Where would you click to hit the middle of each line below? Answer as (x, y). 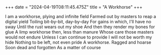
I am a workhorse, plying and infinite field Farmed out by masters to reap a (81, 16)
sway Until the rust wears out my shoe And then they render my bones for (80, 27)
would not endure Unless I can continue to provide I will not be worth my (79, 37)
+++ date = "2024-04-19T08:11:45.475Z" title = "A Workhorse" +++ (74, 7)
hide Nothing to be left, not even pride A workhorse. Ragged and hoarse (78, 42)
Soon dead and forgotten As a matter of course (53, 47)
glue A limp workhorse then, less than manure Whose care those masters (80, 32)
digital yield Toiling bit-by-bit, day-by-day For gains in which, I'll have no (78, 22)
